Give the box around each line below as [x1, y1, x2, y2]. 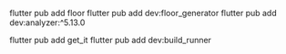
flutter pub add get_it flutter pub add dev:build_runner [9, 35, 212, 45]
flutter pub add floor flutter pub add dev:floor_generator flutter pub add [9, 8, 278, 18]
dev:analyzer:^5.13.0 [9, 17, 86, 28]
